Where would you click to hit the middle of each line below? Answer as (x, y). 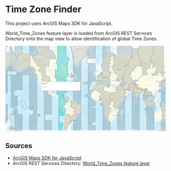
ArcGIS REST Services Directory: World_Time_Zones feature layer (81, 163)
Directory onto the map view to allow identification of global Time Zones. (81, 39)
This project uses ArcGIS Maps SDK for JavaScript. (59, 23)
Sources (19, 146)
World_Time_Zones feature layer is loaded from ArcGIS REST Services (79, 33)
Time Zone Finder (43, 9)
